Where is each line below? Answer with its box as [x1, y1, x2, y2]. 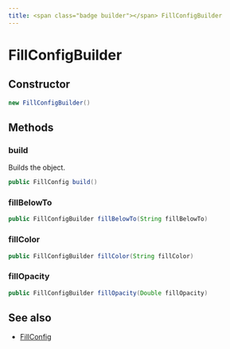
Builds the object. [8, 163, 66, 172]
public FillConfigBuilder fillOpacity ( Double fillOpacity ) [8, 288, 209, 297]
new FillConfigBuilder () [8, 99, 91, 107]
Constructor [8, 77, 70, 92]
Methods [8, 120, 54, 134]
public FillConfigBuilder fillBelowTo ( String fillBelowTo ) [8, 215, 209, 223]
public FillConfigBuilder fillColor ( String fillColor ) [8, 252, 194, 260]
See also [8, 311, 52, 324]
